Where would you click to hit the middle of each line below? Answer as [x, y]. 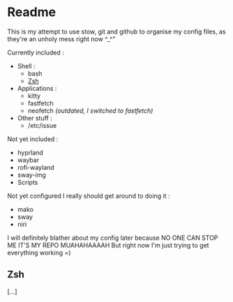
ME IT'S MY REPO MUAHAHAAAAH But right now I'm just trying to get [108, 245]
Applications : [37, 88]
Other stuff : [35, 118]
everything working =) [39, 252]
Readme [32, 12]
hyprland [30, 152]
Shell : [26, 66]
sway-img [32, 175]
